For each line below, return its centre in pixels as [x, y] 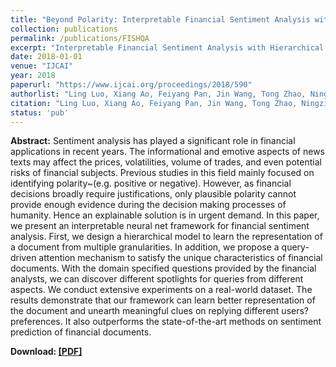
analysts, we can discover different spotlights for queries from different [157, 279]
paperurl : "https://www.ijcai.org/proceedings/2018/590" [131, 85]
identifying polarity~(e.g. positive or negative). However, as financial [151, 183]
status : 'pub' [40, 112]
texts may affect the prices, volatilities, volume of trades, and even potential [166, 162]
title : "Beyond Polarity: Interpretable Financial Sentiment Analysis [160, 19]
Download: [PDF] [46, 352]
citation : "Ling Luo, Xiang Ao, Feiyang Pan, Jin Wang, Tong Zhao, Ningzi [169, 103]
